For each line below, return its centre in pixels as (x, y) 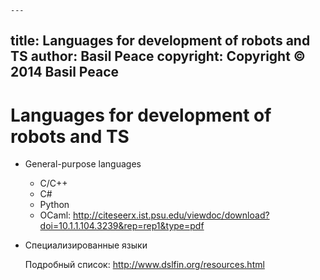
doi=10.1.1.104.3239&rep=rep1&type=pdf (122, 226)
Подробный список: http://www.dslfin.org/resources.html (144, 265)
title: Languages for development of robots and (160, 41)
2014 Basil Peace (65, 72)
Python (54, 205)
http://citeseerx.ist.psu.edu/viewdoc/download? (171, 215)
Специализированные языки (86, 245)
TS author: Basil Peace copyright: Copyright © (158, 56)
